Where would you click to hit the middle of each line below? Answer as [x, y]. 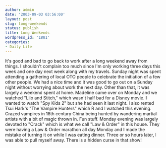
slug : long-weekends [27, 24]
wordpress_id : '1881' [28, 38]
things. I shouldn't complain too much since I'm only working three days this [83, 66]
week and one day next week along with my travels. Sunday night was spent [83, 71]
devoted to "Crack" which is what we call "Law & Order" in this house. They [83, 124]
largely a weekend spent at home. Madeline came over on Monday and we [81, 92]
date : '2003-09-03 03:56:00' [35, 14]
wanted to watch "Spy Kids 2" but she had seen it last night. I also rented [80, 103]
